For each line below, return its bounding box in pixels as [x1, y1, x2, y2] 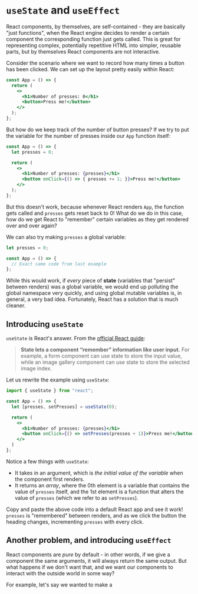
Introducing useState [6, 319, 84, 329]
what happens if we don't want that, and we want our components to [6, 563, 174, 570]
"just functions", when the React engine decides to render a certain [6, 29, 170, 36]
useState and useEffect [6, 4, 120, 17]
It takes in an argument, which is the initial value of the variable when [14, 469, 184, 476]
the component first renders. [14, 475, 85, 483]
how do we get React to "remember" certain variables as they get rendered [6, 215, 189, 223]
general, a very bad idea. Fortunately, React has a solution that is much [6, 296, 179, 303]
